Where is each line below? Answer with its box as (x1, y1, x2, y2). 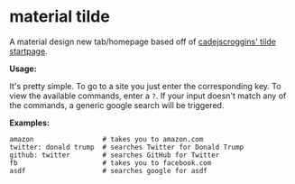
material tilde (9, 6, 110, 27)
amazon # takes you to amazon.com (9, 134, 204, 143)
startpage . (9, 45, 48, 56)
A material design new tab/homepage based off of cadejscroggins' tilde (9, 36, 277, 47)
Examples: (9, 117, 50, 128)
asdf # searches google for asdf (9, 166, 207, 175)
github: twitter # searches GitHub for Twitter (9, 151, 220, 160)
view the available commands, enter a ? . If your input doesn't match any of (9, 90, 287, 101)
